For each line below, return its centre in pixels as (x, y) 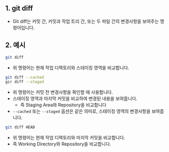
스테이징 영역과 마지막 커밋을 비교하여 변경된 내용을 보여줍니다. (75, 99)
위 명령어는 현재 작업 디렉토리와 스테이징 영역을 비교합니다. (71, 68)
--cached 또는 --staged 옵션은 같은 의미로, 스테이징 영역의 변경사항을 (81, 111)
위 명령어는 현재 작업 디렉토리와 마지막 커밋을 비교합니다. (69, 138)
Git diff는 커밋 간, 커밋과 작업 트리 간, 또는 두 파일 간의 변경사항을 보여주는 (86, 21)
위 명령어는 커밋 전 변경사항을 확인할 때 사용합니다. (63, 92)
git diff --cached (25, 77)
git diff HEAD (20, 127)
